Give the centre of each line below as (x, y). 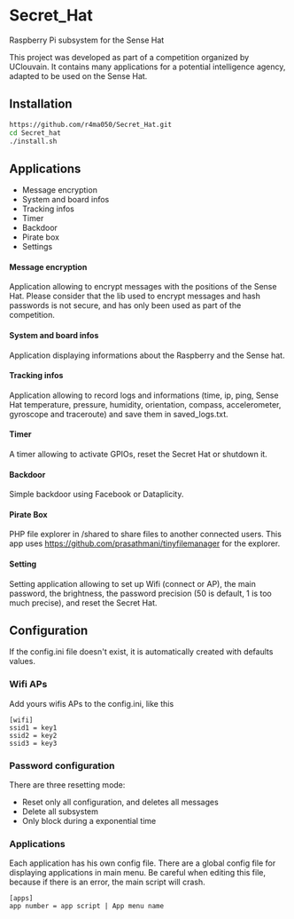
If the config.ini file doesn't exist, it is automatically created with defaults (141, 652)
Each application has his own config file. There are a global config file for (143, 863)
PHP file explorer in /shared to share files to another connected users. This (145, 535)
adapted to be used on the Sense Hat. (78, 75)
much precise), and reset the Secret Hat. (83, 602)
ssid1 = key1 (33, 728)
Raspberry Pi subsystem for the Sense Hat (87, 40)
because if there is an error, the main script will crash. (107, 882)
